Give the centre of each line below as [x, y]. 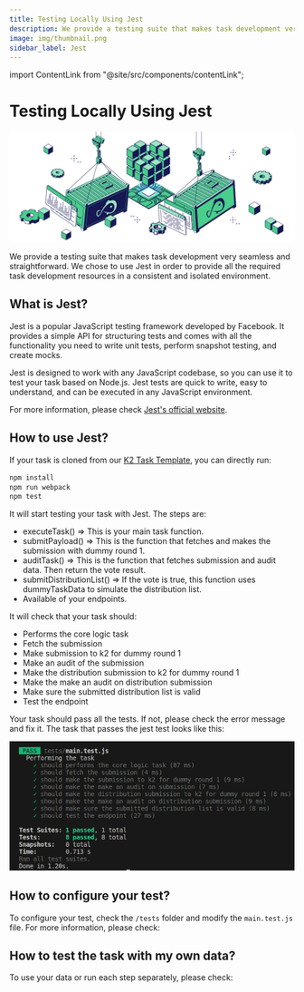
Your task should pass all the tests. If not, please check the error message [147, 719]
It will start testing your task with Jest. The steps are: [108, 514]
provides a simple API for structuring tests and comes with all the [131, 336]
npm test [26, 497]
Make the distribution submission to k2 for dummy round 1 [131, 673]
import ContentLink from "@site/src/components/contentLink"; [127, 75]
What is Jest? [49, 304]
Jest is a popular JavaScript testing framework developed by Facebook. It [147, 326]
